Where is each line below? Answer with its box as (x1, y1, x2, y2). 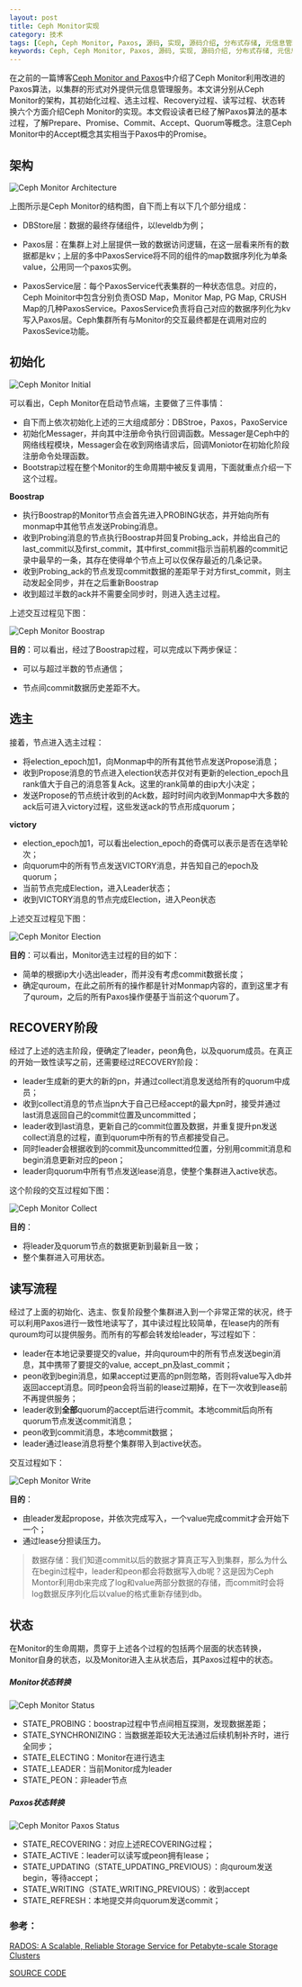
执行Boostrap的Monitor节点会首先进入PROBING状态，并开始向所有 (22, 510, 270, 520)
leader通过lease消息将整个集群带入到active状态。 (22, 1438, 207, 1450)
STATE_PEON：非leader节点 (22, 1775, 128, 1785)
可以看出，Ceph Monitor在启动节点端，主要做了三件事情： (9, 397, 226, 408)
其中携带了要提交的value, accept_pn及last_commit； (38, 1359, 233, 1370)
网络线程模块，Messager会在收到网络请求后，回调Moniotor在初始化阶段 (22, 438, 290, 450)
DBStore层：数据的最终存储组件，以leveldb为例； (22, 220, 207, 230)
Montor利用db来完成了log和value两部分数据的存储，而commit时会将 (31, 1577, 285, 1588)
